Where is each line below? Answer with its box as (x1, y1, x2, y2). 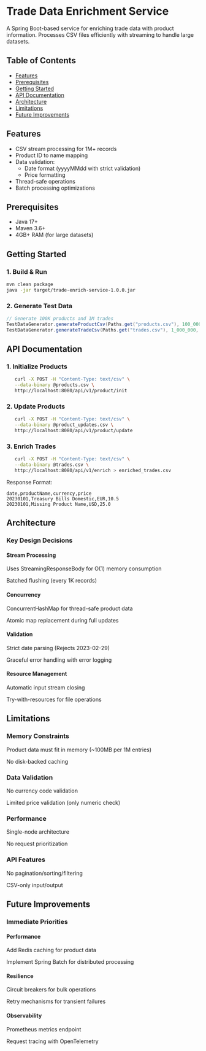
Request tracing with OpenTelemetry (6, 1037, 99, 1045)
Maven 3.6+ (15, 225, 46, 232)
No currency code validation (6, 787, 78, 794)
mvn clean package (6, 281, 53, 288)
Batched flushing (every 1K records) (6, 577, 97, 584)
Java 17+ (15, 218, 38, 225)
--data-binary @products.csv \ (14, 382, 95, 388)
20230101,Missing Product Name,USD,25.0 (6, 501, 112, 507)
